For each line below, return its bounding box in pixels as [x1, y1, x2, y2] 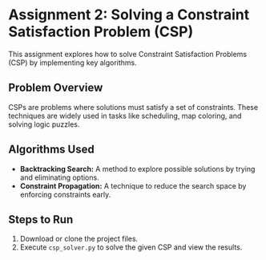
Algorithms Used [8, 143, 95, 156]
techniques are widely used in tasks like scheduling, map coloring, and [8, 111, 242, 120]
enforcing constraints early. [19, 189, 111, 199]
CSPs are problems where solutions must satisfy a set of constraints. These [8, 102, 259, 112]
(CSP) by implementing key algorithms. [8, 58, 138, 67]
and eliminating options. [19, 173, 99, 182]
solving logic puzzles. [8, 119, 80, 129]
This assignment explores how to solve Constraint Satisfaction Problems [8, 49, 247, 59]
